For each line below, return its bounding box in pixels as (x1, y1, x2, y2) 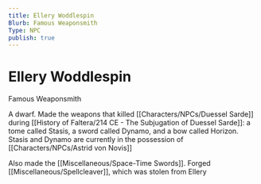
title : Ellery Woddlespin (8, 11, 94, 20)
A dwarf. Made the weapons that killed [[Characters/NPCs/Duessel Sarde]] (8, 109, 254, 119)
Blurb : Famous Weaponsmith (8, 19, 98, 27)
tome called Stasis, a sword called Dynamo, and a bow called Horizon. (8, 126, 239, 136)
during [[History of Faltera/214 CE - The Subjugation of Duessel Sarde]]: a (8, 118, 251, 128)
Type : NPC (8, 26, 41, 34)
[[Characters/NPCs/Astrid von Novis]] (8, 144, 133, 153)
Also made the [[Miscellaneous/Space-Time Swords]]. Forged (8, 159, 211, 168)
